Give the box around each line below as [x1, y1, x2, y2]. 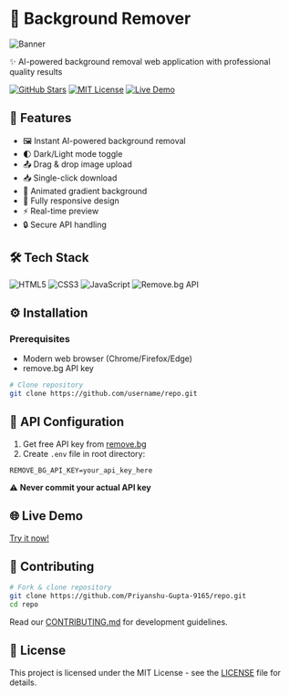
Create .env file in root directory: [22, 448, 146, 459]
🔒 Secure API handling [22, 219, 108, 230]
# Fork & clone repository [9, 583, 112, 592]
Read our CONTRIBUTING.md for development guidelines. [9, 617, 228, 628]
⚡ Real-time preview [22, 205, 99, 216]
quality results [9, 66, 63, 77]
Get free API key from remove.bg [22, 438, 148, 450]
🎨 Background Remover [9, 8, 191, 29]
